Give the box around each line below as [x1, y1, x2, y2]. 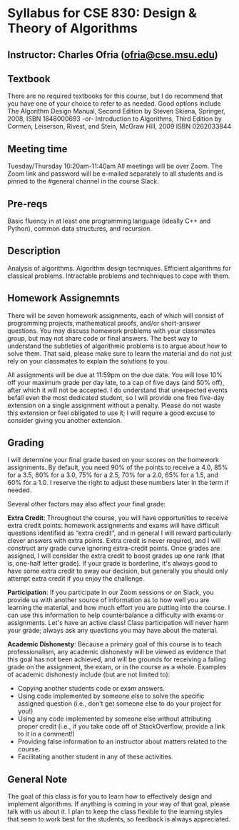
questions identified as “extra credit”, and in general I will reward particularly [7, 529, 232, 537]
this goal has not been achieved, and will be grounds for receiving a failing [7, 655, 226, 664]
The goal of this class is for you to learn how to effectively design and [7, 792, 213, 801]
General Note [7, 773, 68, 785]
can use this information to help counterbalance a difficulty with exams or [7, 611, 224, 619]
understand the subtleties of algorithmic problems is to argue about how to [7, 341, 228, 350]
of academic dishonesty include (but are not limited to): [7, 670, 171, 679]
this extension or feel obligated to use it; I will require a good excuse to [7, 409, 215, 417]
